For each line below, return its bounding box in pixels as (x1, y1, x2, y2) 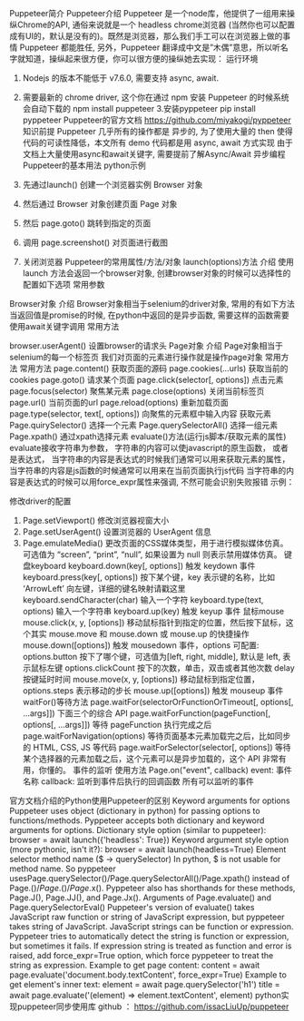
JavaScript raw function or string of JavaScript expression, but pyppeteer (9, 911, 285, 922)
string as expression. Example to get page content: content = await (9, 960, 260, 970)
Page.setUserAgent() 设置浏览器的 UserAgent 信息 (22, 526, 211, 537)
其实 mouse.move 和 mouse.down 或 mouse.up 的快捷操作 (30, 629, 250, 639)
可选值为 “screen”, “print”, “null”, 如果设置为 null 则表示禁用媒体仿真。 (22, 549, 282, 560)
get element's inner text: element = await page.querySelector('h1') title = (9, 979, 280, 989)
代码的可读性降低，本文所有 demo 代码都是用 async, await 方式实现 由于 (22, 137, 293, 148)
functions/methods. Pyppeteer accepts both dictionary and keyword (9, 815, 265, 826)
